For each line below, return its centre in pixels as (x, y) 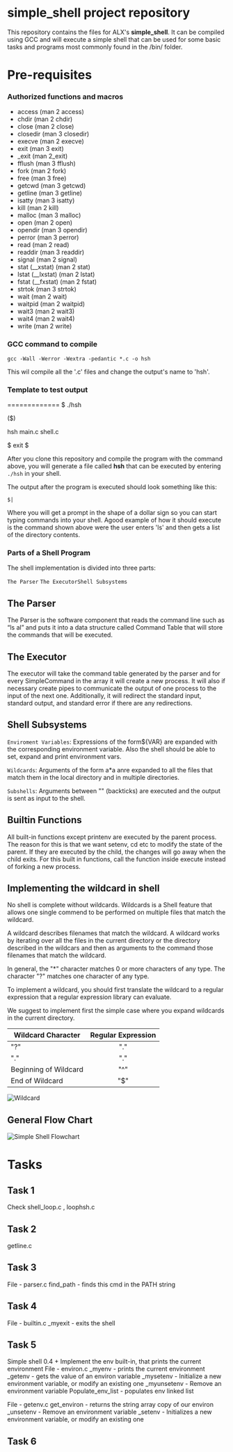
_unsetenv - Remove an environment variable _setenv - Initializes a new (110, 1412)
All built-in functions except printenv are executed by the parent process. (112, 837)
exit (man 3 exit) (40, 149)
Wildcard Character (47, 1035)
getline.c (20, 1246)
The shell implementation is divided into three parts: (82, 568)
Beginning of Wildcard (47, 1069)
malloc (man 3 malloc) (49, 215)
